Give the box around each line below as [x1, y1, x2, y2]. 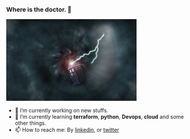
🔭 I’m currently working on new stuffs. [14, 107, 108, 114]
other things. [14, 119, 46, 127]
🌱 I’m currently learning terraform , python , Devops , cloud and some [14, 113, 184, 121]
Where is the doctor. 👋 [6, 5, 72, 14]
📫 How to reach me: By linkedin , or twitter [14, 126, 119, 134]
